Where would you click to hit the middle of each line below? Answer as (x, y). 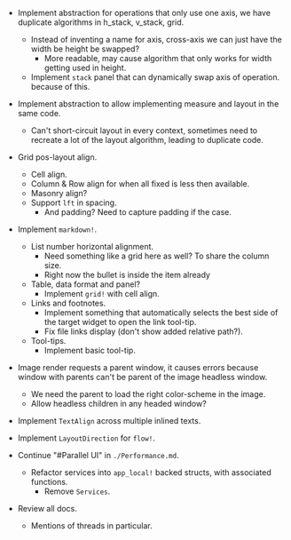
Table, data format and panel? (85, 284)
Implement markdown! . (57, 229)
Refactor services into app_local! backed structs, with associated (151, 472)
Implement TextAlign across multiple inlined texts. (109, 421)
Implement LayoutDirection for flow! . (86, 438)
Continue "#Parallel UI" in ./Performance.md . (98, 455)
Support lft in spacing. (74, 202)
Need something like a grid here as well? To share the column (157, 256)
